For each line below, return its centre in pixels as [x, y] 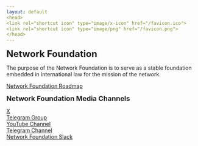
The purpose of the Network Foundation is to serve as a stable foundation [99, 68]
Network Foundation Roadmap [45, 86]
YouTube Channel [28, 124]
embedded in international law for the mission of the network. [84, 75]
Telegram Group [27, 118]
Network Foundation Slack [40, 137]
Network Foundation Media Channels [68, 99]
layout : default [27, 12]
